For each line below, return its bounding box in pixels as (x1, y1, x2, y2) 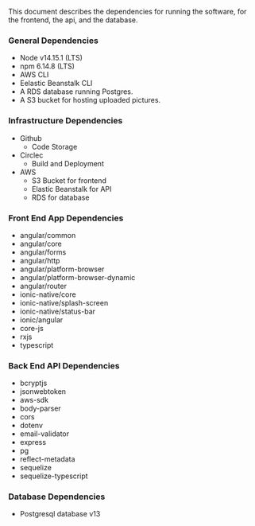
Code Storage (31, 142, 78, 151)
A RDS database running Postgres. (19, 87, 133, 96)
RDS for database (31, 193, 90, 202)
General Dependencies (8, 35, 99, 46)
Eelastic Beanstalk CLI (19, 79, 93, 88)
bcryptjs (19, 378, 48, 388)
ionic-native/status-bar (19, 306, 96, 316)
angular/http (19, 255, 60, 265)
